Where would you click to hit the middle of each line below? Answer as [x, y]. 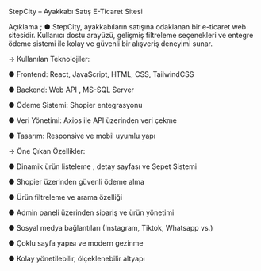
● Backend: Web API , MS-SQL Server [71, 90]
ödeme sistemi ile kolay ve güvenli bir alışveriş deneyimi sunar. [110, 44]
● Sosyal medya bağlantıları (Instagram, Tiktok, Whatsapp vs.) [111, 228]
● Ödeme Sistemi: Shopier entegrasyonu [75, 105]
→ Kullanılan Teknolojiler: [49, 59]
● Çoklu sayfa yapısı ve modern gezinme [76, 243]
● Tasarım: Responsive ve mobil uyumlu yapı [82, 135]
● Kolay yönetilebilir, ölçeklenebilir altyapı [77, 258]
